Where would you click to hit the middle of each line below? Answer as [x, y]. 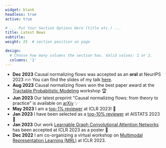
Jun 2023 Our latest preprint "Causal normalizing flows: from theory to [85, 98]
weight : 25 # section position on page [48, 42]
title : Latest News [25, 33]
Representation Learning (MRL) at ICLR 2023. [59, 140]
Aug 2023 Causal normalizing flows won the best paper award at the [83, 85]
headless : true [21, 14]
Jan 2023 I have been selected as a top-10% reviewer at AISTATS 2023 [86, 114]
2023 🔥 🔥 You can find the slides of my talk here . [62, 79]
